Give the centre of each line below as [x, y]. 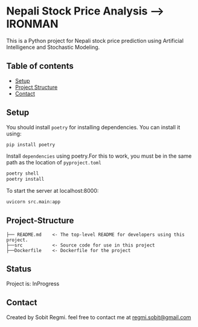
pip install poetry [31, 144]
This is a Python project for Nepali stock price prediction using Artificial [95, 40]
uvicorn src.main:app [34, 202]
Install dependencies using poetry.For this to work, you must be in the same [99, 156]
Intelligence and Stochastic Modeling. [53, 47]
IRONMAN [32, 24]
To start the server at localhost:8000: [53, 191]
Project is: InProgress [33, 283]
